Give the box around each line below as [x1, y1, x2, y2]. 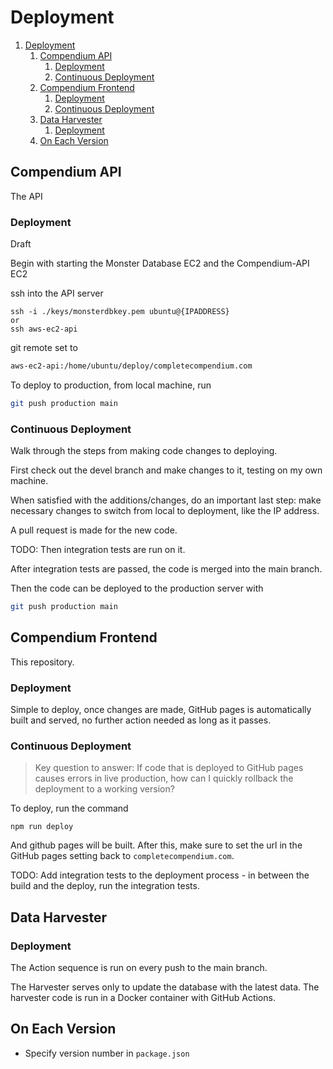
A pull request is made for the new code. [10, 524, 178, 536]
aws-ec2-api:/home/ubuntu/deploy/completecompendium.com [10, 361, 253, 371]
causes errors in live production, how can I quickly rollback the [34, 772, 294, 785]
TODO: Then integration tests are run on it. [10, 544, 186, 556]
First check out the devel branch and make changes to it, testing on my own [10, 464, 323, 476]
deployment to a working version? [34, 783, 175, 795]
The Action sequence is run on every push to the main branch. [10, 962, 268, 974]
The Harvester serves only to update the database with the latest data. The [10, 981, 320, 993]
